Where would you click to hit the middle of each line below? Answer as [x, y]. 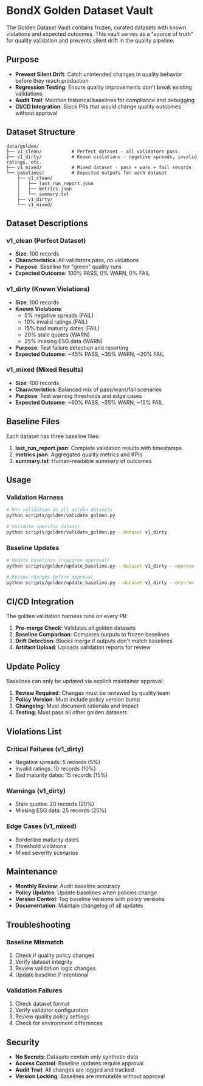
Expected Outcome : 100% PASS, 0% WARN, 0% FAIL [82, 273]
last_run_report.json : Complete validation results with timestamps [98, 448]
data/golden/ [23, 146]
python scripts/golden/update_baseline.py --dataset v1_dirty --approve [100, 566]
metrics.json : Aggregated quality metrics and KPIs [79, 454]
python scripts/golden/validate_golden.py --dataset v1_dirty [87, 532]
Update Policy [33, 667]
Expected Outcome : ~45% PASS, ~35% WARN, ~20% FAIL [90, 354]
